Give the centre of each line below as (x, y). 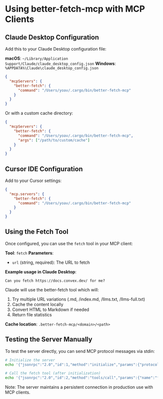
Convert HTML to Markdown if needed (51, 309)
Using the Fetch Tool (37, 232)
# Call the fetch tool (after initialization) (53, 373)
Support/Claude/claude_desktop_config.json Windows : (61, 63)
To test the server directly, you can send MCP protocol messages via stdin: (80, 351)
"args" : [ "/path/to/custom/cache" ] (54, 140)
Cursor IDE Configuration (44, 169)
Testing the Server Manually (49, 339)
